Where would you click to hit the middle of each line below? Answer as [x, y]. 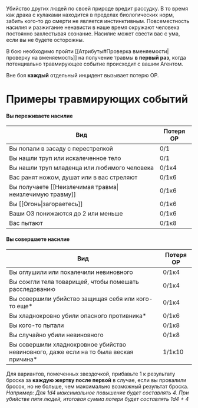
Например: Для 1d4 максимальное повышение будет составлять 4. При [98, 393]
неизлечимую [29, 194]
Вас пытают [26, 223]
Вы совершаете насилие [38, 239]
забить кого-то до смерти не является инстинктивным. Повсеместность [98, 21]
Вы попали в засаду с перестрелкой [61, 149]
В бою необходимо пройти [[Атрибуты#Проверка [69, 51]
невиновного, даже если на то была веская [71, 352]
